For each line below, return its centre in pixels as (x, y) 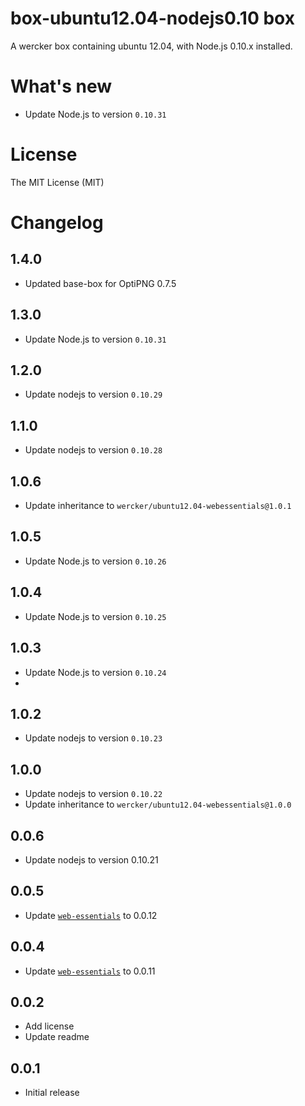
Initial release (52, 1093)
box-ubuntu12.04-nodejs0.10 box (152, 18)
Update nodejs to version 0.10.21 (91, 859)
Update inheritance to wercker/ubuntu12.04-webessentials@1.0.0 (158, 804)
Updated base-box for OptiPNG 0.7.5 (100, 283)
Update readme (57, 1037)
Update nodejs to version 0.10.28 (93, 450)
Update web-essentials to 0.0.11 (90, 971)
